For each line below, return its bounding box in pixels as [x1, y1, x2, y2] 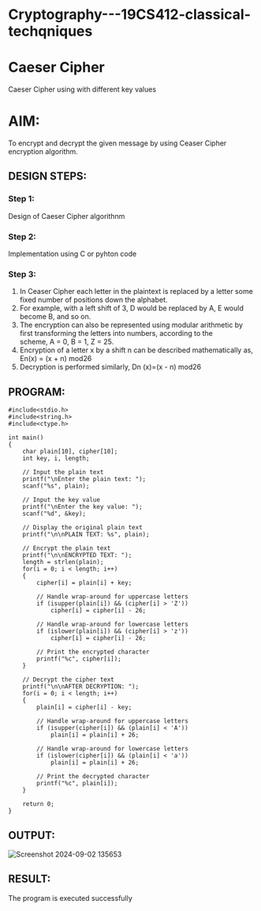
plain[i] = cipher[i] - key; [36, 703, 132, 712]
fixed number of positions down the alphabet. [19, 295, 168, 305]
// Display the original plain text [22, 524, 144, 532]
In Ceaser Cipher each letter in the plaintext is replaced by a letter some [19, 287, 254, 296]
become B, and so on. [19, 312, 91, 322]
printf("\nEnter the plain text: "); [22, 476, 147, 484]
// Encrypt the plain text [22, 544, 111, 552]
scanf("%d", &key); [22, 510, 87, 518]
